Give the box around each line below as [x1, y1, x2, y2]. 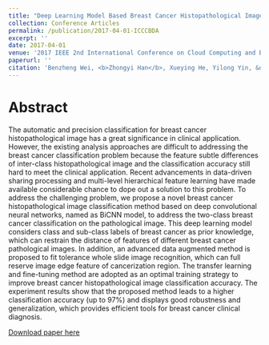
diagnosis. [8, 311, 42, 321]
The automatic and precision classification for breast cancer [8, 125, 207, 134]
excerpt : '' [8, 34, 48, 42]
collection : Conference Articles [8, 19, 120, 27]
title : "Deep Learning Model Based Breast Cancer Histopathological [8, 11, 242, 20]
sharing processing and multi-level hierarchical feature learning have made [8, 175, 256, 185]
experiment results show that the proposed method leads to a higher [8, 286, 235, 296]
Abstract [8, 98, 68, 116]
